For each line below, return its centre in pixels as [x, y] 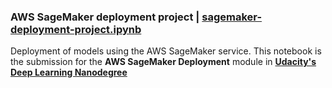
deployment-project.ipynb [76, 29]
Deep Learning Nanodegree [69, 72]
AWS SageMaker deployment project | [105, 17]
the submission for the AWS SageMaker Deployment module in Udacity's [163, 62]
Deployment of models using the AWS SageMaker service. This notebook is [166, 51]
